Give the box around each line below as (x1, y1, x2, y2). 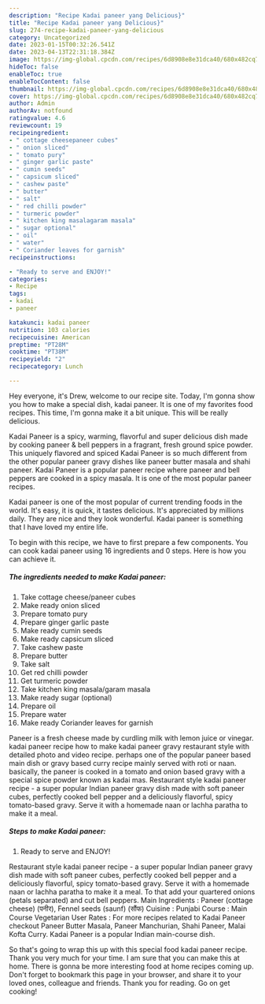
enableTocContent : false (9, 77, 90, 85)
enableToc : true (9, 70, 62, 78)
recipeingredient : (9, 129, 69, 136)
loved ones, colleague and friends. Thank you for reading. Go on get (9, 978, 230, 987)
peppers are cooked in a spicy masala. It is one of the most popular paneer (9, 473, 252, 483)
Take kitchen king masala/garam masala (20, 684, 151, 694)
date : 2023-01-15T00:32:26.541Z (9, 41, 115, 49)
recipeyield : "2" (9, 356, 66, 364)
